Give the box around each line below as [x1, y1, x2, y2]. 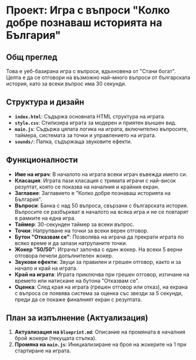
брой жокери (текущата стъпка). [14, 335, 97, 342]
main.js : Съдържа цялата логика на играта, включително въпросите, [14, 125, 188, 133]
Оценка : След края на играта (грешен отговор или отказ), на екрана [14, 283, 188, 290]
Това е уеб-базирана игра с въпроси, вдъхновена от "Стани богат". [6, 68, 176, 74]
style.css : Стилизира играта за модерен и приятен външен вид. [14, 119, 177, 126]
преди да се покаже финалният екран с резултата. [14, 296, 142, 303]
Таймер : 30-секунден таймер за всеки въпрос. [14, 220, 134, 227]
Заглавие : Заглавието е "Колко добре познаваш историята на [14, 189, 171, 196]
